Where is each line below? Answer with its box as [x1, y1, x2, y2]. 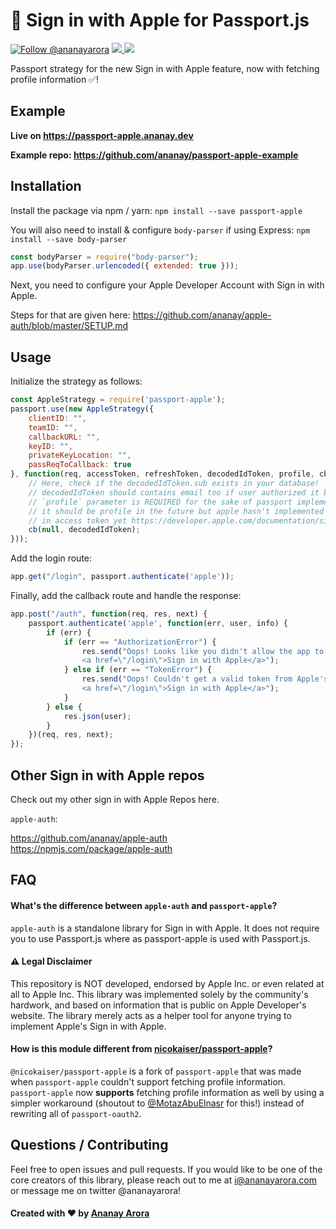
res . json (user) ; [63, 711, 132, 721]
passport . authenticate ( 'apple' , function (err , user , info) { [28, 618, 288, 628]
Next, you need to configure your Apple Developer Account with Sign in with [10, 279, 325, 291]
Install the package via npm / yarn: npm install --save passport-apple [10, 204, 303, 216]
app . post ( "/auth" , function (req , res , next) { [10, 609, 208, 619]
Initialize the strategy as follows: [10, 375, 143, 388]
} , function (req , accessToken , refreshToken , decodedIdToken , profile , [10, 469, 315, 479]
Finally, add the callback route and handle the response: [10, 590, 242, 601]
